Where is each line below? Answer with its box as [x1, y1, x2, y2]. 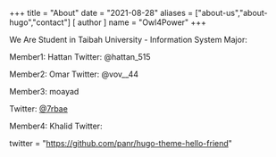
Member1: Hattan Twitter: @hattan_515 [9, 52, 151, 62]
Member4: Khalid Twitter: [9, 120, 103, 131]
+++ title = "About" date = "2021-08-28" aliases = [9, 8, 194, 18]
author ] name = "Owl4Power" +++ [77, 17, 207, 28]
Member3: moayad [9, 87, 79, 96]
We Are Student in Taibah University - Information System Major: [9, 35, 247, 45]
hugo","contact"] [9, 17, 71, 28]
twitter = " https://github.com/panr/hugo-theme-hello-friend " [9, 138, 232, 148]
